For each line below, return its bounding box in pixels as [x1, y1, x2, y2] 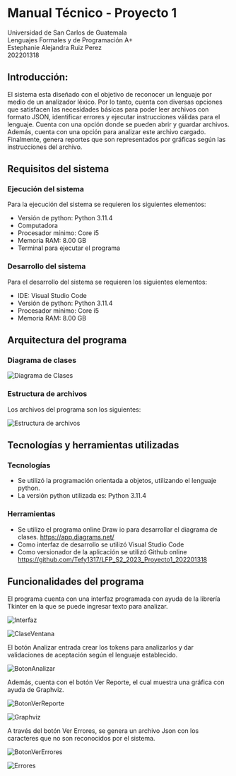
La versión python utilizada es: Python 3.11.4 [17, 491, 147, 500]
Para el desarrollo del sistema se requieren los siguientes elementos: [7, 277, 207, 286]
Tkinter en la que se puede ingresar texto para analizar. [7, 602, 168, 610]
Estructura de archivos [7, 389, 88, 399]
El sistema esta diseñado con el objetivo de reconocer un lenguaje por [7, 90, 212, 98]
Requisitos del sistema [7, 163, 110, 175]
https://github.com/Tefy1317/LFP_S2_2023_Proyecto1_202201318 [17, 555, 207, 563]
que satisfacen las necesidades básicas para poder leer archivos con [7, 105, 209, 114]
